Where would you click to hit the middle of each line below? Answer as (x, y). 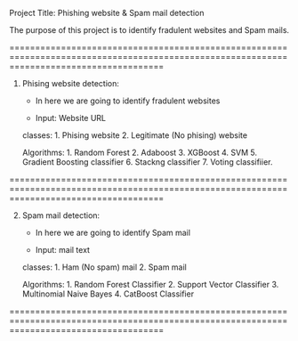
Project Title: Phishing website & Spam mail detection (107, 13)
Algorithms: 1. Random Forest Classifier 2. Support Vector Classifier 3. (150, 284)
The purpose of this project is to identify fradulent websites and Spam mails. (149, 30)
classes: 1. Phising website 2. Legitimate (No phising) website (134, 135)
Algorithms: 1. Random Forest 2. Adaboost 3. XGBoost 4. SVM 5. (140, 152)
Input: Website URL (71, 118)
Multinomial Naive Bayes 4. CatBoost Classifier (108, 294)
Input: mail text (63, 250)
